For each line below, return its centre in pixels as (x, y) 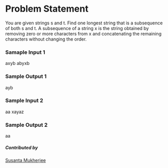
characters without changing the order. (46, 39)
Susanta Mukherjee (26, 160)
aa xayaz (15, 112)
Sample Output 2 (26, 125)
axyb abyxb (18, 63)
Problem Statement (47, 9)
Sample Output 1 (26, 77)
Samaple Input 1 (25, 52)
